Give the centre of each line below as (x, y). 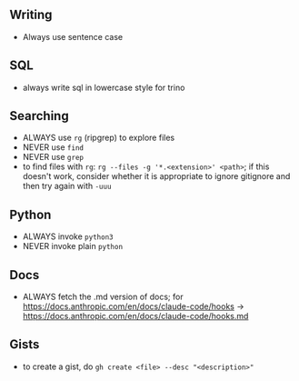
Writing (31, 15)
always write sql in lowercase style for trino (104, 87)
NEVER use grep (53, 157)
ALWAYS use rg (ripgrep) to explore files (99, 138)
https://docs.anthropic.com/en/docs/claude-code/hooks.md (135, 316)
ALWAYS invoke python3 (68, 236)
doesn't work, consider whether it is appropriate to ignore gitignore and (156, 176)
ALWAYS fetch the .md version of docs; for (103, 297)
